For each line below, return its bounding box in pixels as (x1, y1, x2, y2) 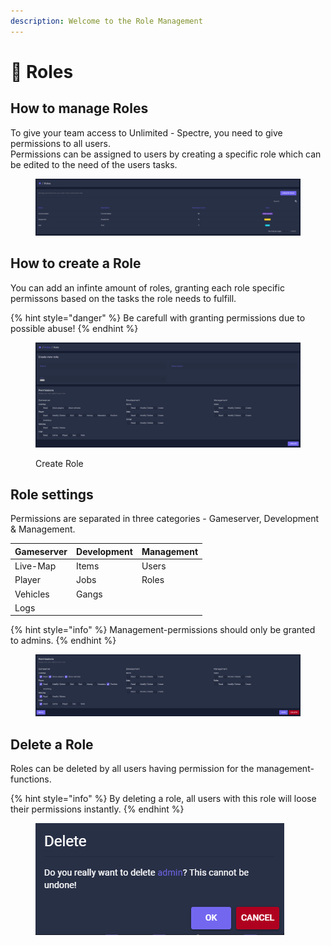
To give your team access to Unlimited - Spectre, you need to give (10, 126, 283, 139)
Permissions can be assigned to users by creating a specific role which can (10, 148, 322, 160)
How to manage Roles (10, 100, 149, 117)
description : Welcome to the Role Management (10, 16, 203, 26)
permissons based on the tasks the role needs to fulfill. (10, 292, 237, 304)
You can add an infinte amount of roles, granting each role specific (10, 281, 285, 294)
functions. (10, 773, 52, 785)
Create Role (35, 457, 84, 469)
